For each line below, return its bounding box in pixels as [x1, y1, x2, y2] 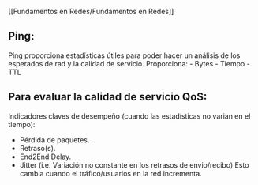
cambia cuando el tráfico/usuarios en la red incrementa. [19, 168, 203, 178]
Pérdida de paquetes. [19, 134, 90, 145]
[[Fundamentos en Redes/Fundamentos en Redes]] [8, 7, 174, 16]
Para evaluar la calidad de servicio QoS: [8, 90, 208, 104]
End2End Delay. [19, 152, 72, 161]
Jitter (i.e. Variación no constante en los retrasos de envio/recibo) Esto [19, 160, 249, 169]
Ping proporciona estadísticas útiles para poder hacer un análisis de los [8, 51, 241, 60]
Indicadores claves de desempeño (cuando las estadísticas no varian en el [8, 111, 251, 121]
